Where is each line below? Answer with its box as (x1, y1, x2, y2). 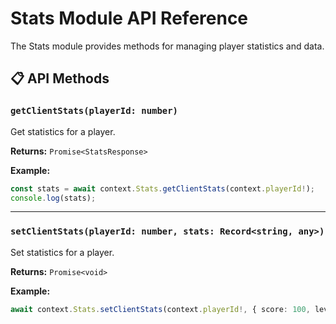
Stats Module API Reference (10, 7, 249, 30)
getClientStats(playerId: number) (10, 105, 178, 117)
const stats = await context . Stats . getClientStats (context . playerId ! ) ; (10, 183, 315, 194)
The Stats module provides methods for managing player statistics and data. (10, 40, 325, 52)
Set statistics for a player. (10, 246, 115, 258)
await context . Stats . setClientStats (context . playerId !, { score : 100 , (10, 304, 311, 314)
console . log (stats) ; (10, 193, 97, 203)
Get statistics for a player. (10, 125, 116, 137)
